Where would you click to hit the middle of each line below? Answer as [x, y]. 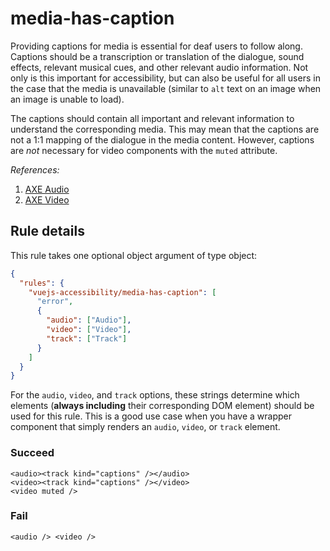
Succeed [32, 453]
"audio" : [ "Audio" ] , [89, 320]
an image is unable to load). [67, 99]
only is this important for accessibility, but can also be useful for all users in [165, 78]
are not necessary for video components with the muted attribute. [144, 150]
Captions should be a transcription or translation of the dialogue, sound [157, 56]
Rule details [47, 231]
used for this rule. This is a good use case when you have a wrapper [151, 416]
